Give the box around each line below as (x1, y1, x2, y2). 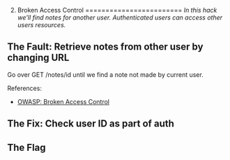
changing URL (7, 52, 70, 64)
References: (7, 84, 42, 92)
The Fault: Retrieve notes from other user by (7, 41, 204, 53)
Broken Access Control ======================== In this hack (17, 6, 217, 14)
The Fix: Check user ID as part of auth (7, 118, 174, 130)
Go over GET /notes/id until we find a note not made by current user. (7, 70, 204, 79)
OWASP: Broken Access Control (17, 97, 110, 106)
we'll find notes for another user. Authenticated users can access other (17, 13, 223, 22)
